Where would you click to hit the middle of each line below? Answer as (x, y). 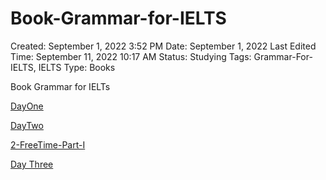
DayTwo (27, 125)
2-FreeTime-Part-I (48, 144)
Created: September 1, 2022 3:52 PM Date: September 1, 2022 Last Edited (163, 46)
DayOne (27, 106)
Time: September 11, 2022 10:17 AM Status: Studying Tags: (131, 56)
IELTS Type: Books (77, 67)
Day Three (32, 164)
